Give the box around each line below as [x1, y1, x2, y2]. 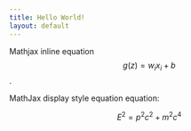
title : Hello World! [9, 12, 86, 22]
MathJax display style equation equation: [9, 93, 160, 103]
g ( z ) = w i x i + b [123, 60, 176, 72]
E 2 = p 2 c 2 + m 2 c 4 [116, 111, 182, 122]
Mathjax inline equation [9, 45, 95, 56]
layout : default [9, 21, 69, 30]
